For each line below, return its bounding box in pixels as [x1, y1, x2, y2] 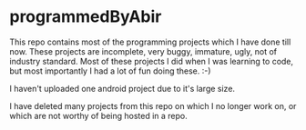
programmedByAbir [9, 6, 162, 27]
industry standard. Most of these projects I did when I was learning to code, [9, 55, 294, 66]
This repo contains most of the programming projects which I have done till [9, 36, 291, 47]
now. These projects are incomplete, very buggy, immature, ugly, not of [9, 45, 278, 56]
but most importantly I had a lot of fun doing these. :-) [9, 65, 211, 76]
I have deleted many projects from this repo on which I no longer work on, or [9, 100, 297, 111]
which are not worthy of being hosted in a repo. [9, 110, 189, 121]
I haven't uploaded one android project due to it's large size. [9, 83, 235, 94]
